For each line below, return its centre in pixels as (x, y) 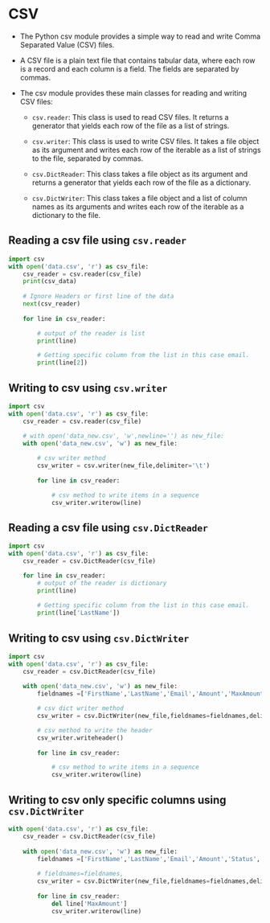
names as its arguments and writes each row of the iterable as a (138, 207)
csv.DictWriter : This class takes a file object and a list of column (139, 198)
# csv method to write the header (95, 730)
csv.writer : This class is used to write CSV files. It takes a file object (145, 141)
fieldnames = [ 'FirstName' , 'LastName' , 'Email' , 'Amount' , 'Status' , (149, 859)
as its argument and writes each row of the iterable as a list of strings (146, 150)
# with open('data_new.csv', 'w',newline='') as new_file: (124, 436)
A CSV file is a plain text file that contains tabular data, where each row (137, 60)
